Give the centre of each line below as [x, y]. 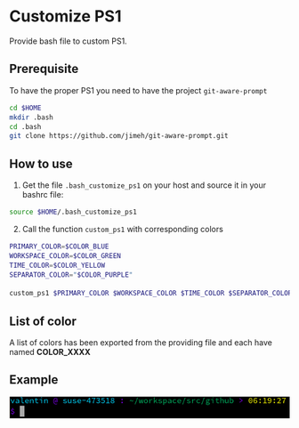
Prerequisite [44, 69]
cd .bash [25, 126]
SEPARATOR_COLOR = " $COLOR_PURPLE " [71, 275]
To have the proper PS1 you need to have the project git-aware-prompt [138, 90]
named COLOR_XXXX [50, 352]
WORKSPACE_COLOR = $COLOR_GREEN [65, 255]
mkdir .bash [31, 117]
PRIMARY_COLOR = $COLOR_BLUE [59, 246]
